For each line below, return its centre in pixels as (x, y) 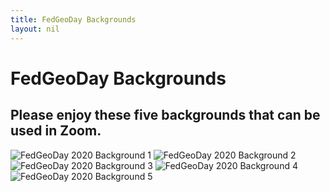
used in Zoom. (56, 131)
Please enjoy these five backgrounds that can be (165, 115)
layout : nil (35, 29)
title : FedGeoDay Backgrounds (73, 19)
